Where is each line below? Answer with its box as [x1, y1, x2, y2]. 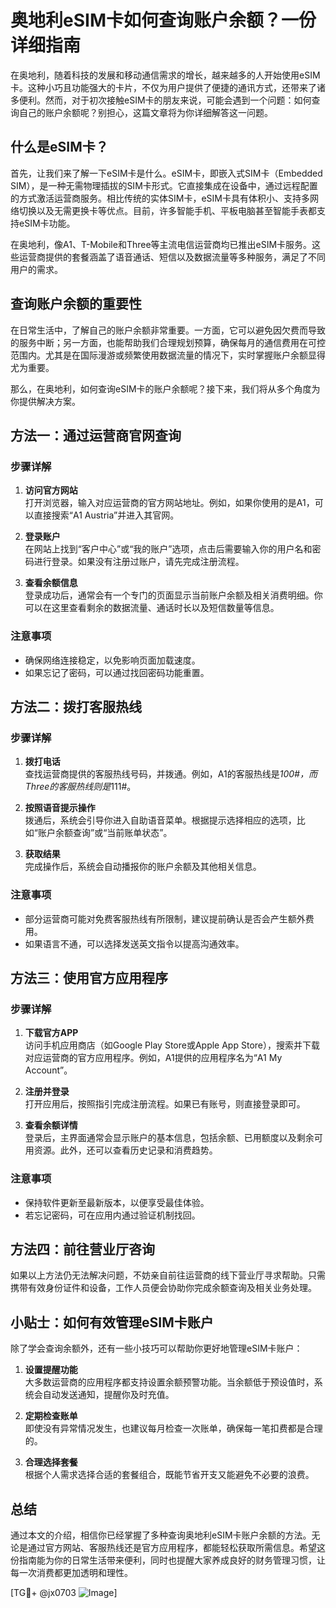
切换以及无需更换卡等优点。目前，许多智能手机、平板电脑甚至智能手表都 [18, 204, 317, 216]
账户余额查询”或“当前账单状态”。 [37, 827, 173, 839]
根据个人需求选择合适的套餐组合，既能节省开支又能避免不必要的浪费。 [24, 1469, 315, 1481]
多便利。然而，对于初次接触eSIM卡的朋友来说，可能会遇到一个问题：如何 [10, 94, 312, 106]
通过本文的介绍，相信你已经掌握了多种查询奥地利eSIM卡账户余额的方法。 [10, 1529, 312, 1541]
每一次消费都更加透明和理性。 [10, 1566, 133, 1578]
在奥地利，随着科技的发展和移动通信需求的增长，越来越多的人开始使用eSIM [10, 69, 321, 81]
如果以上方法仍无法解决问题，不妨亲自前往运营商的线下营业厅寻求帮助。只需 [10, 1269, 326, 1281]
